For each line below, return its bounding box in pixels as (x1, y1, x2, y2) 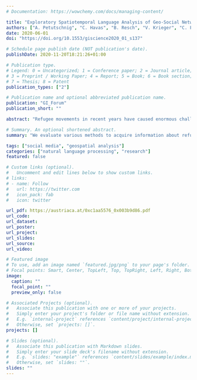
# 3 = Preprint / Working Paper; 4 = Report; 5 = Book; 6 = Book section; (6, 73, 193, 79)
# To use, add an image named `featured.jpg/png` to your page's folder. (6, 262, 191, 268)
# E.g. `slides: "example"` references (6, 354, 109, 360)
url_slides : (6, 235, 35, 241)
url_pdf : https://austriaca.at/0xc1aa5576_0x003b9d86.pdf (6, 208, 151, 214)
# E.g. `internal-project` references (6, 317, 107, 322)
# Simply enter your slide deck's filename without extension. (6, 349, 169, 355)
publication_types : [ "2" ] (6, 84, 69, 90)
